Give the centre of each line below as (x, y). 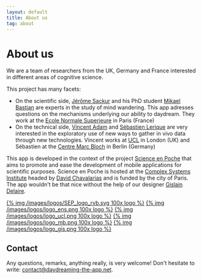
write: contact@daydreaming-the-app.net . (60, 270)
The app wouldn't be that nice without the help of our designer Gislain (95, 185)
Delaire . (16, 191)
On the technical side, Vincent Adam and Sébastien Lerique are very (101, 127)
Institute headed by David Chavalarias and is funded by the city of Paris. (97, 178)
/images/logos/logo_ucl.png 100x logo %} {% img (69, 216)
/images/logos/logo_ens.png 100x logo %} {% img (70, 210)
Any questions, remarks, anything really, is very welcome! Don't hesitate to (101, 263)
